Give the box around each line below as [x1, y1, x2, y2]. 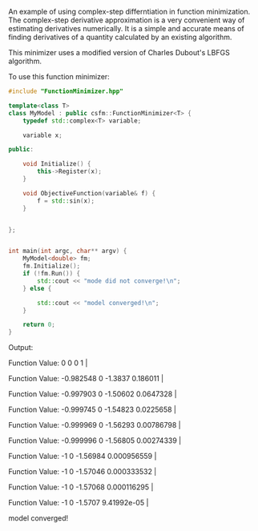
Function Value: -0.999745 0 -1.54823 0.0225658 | [8, 404, 177, 415]
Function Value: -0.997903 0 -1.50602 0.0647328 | [8, 389, 178, 399]
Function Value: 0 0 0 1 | [8, 358, 88, 368]
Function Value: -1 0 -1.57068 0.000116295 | [8, 482, 154, 492]
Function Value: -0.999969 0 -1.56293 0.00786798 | [8, 420, 182, 430]
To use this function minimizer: [8, 72, 110, 81]
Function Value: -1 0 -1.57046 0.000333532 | [8, 467, 157, 477]
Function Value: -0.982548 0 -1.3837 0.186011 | [8, 374, 164, 384]
